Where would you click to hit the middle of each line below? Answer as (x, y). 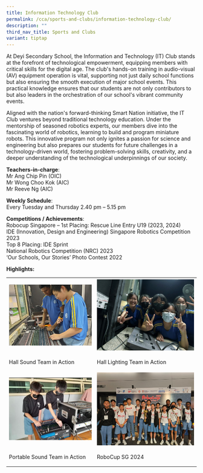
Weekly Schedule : (30, 201)
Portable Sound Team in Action (47, 457)
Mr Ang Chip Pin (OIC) (34, 176)
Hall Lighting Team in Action (131, 362)
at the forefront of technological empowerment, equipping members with (97, 63)
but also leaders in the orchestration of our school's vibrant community (95, 95)
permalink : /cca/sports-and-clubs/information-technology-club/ (89, 19)
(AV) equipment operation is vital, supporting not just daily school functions (100, 76)
